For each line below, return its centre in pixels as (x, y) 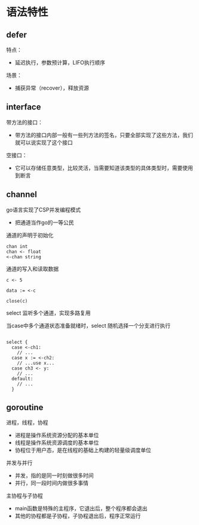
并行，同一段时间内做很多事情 (51, 483)
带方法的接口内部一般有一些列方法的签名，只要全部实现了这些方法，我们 (104, 135)
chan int (17, 246)
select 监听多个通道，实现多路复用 (48, 313)
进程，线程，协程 (27, 423)
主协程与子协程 (25, 496)
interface (24, 107)
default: (22, 379)
